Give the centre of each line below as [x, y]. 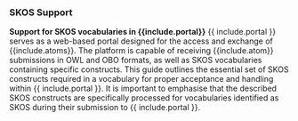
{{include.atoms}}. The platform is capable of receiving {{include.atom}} [141, 51]
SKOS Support [41, 12]
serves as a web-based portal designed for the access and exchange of [141, 41]
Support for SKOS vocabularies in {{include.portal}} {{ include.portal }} [143, 32]
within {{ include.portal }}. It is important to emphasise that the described [143, 89]
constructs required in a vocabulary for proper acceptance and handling [141, 79]
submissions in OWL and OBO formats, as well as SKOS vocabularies [136, 60]
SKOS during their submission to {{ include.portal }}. [105, 108]
